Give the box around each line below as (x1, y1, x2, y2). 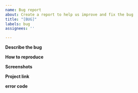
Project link (5, 73, 30, 79)
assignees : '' (5, 26, 35, 31)
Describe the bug (5, 44, 42, 50)
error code (5, 83, 28, 89)
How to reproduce (5, 54, 44, 60)
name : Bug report (5, 7, 42, 13)
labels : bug (5, 21, 30, 27)
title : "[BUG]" (5, 17, 37, 22)
